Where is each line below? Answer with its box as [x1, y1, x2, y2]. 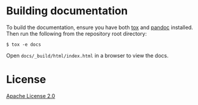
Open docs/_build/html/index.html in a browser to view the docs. [6, 52, 169, 59]
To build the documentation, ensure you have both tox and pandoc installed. [6, 24, 193, 31]
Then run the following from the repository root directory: [6, 30, 147, 37]
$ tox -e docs [6, 42, 42, 47]
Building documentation [6, 4, 128, 18]
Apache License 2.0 [6, 92, 55, 99]
